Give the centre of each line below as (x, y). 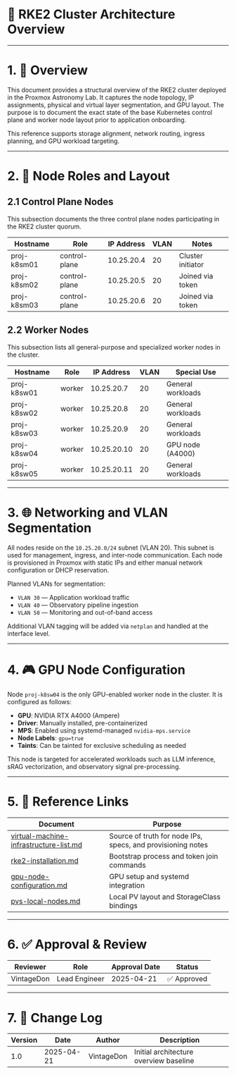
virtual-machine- (40, 836)
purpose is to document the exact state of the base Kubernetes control (110, 112)
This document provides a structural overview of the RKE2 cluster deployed (117, 90)
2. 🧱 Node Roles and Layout (88, 176)
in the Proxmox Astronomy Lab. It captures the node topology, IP (101, 97)
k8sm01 (25, 264)
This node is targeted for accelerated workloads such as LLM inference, (111, 759)
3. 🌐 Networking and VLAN (88, 512)
